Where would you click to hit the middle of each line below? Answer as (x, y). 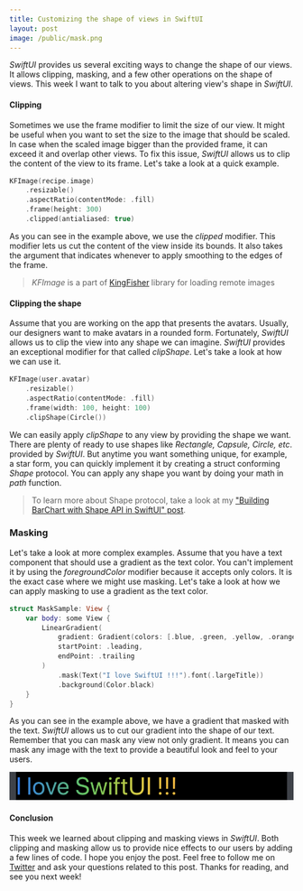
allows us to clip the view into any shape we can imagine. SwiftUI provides (147, 342)
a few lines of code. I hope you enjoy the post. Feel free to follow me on (142, 857)
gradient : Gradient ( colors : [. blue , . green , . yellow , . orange (177, 637)
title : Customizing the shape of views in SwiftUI (106, 19)
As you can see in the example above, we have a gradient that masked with (149, 721)
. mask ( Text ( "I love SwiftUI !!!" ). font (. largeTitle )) (161, 675)
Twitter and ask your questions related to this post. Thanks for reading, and (149, 867)
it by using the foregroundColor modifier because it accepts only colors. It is (151, 571)
